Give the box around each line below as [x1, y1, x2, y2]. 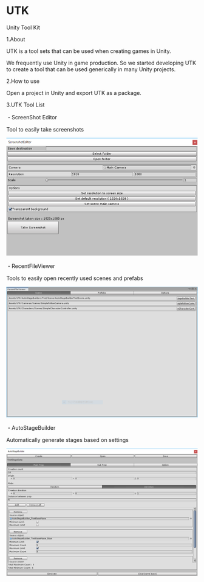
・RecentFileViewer [6, 262, 56, 270]
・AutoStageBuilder [6, 424, 56, 432]
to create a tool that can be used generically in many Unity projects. [6, 65, 176, 73]
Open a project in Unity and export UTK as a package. [6, 89, 141, 96]
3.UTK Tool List [6, 101, 45, 108]
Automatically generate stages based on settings [6, 436, 129, 444]
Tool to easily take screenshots [6, 125, 84, 133]
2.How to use [6, 77, 40, 85]
